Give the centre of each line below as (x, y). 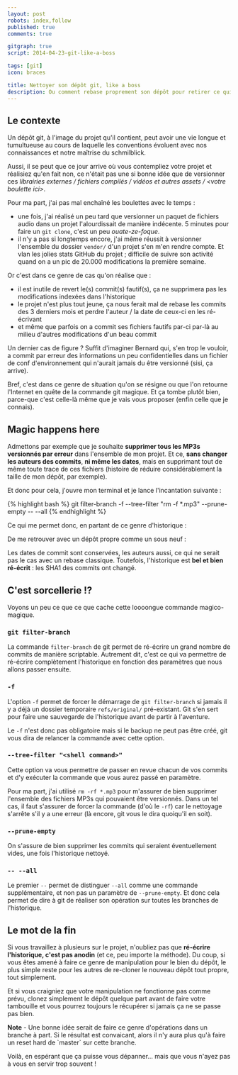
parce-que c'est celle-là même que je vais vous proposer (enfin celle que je (118, 400)
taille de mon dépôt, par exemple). (57, 477)
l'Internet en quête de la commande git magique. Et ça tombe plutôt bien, (114, 392)
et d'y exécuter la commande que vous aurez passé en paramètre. (104, 777)
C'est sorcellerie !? (50, 590)
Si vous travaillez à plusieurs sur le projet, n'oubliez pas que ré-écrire (109, 947)
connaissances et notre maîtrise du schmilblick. (77, 152)
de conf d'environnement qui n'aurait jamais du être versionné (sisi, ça (110, 363)
